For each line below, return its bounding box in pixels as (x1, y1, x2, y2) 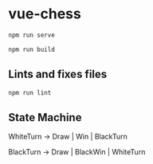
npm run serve (8, 31, 56, 39)
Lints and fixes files (8, 68, 108, 81)
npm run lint (8, 88, 52, 96)
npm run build (8, 45, 56, 53)
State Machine (8, 111, 82, 124)
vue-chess (8, 5, 81, 23)
